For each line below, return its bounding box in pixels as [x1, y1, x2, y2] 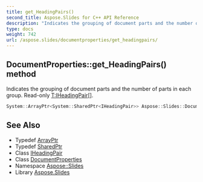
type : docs [6, 25, 34, 32]
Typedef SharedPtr [14, 143, 63, 150]
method [6, 69, 36, 79]
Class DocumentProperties [14, 155, 83, 163]
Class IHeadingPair [14, 149, 63, 157]
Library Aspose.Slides [14, 168, 70, 176]
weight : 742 [6, 32, 36, 38]
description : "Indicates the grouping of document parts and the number [6, 20, 193, 26]
